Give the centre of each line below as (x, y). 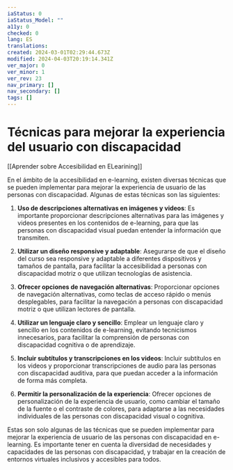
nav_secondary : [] (34, 91)
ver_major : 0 (26, 65)
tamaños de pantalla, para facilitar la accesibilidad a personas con (112, 266)
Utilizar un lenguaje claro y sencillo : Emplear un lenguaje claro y (110, 322)
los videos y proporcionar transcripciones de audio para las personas (117, 366)
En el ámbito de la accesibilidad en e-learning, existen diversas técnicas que (117, 180)
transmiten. (33, 237)
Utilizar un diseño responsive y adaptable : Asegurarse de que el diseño (121, 251)
